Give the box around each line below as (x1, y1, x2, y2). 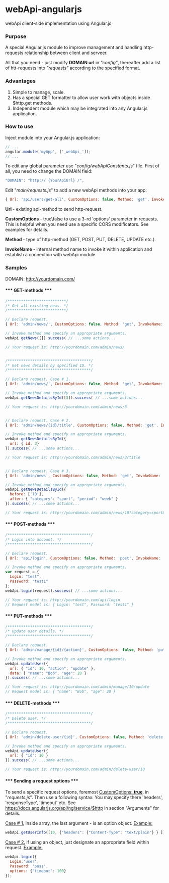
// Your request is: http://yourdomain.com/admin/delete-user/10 (5, 767, 145, 772)
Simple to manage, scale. (12, 89, 65, 95)
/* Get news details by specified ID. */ (5, 363, 94, 368)
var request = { (5, 570, 39, 575)
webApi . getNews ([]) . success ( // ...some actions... (5, 335, 116, 341)
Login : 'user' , (10, 859, 39, 864)
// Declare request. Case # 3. (5, 469, 71, 474)
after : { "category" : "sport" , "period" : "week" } (10, 496, 118, 501)
